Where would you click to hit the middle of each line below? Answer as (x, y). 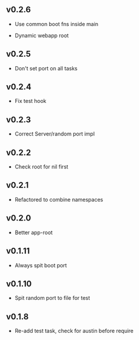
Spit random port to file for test (52, 298)
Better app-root (34, 232)
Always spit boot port (41, 265)
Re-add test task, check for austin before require (74, 331)
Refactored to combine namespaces (59, 199)
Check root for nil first (41, 167)
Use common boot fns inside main (56, 24)
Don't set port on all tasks (46, 68)
